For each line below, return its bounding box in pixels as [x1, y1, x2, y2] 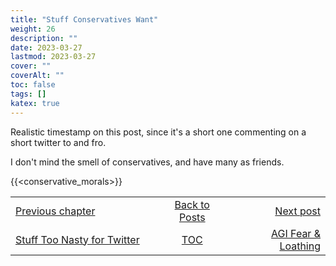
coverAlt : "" [10, 71, 65, 81]
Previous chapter [15, 204, 96, 218]
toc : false [10, 80, 56, 90]
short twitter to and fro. [10, 136, 107, 148]
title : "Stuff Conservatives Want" [10, 14, 159, 25]
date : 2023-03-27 [10, 42, 83, 53]
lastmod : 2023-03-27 [10, 52, 97, 62]
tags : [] [10, 89, 47, 99]
